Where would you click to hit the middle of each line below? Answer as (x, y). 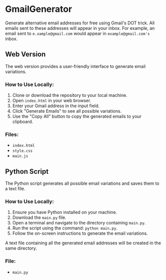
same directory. (21, 248)
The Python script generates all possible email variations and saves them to (82, 183)
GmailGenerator (39, 9)
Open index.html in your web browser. (52, 101)
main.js (20, 156)
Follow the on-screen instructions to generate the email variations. (80, 233)
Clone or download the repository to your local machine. (70, 95)
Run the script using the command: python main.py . (65, 228)
